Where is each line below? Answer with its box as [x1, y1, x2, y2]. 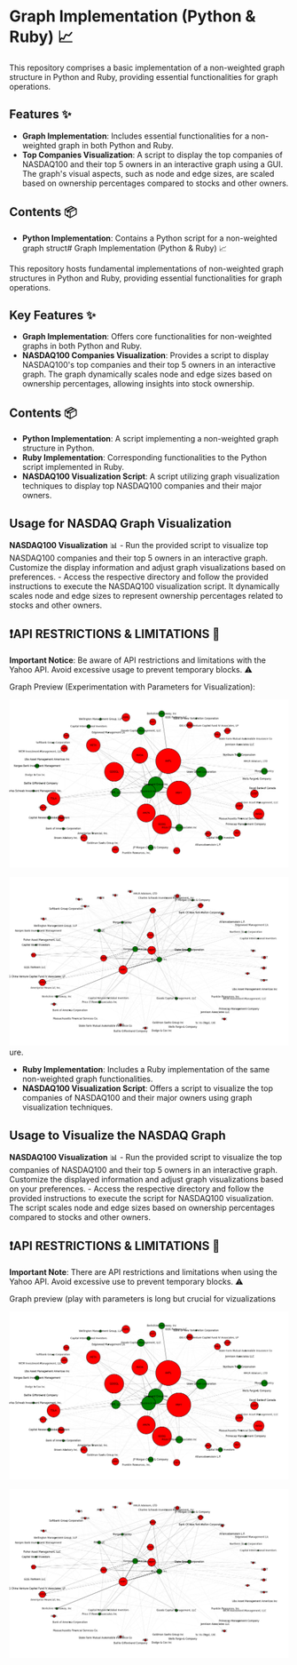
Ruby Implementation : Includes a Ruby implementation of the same [21, 1064, 270, 1075]
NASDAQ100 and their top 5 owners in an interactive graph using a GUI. [21, 158, 284, 170]
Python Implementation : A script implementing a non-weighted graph [21, 434, 279, 444]
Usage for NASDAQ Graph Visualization [9, 515, 232, 530]
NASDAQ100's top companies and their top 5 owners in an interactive [21, 360, 277, 370]
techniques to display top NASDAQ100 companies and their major [21, 481, 262, 491]
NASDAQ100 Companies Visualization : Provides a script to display [21, 350, 270, 361]
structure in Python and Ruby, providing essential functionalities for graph [9, 71, 278, 82]
